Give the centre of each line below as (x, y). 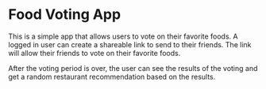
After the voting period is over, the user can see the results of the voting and (133, 68)
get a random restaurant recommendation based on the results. (112, 76)
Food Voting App (65, 15)
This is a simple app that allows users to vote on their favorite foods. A (123, 36)
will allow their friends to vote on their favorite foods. (94, 53)
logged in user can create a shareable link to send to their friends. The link (130, 44)
